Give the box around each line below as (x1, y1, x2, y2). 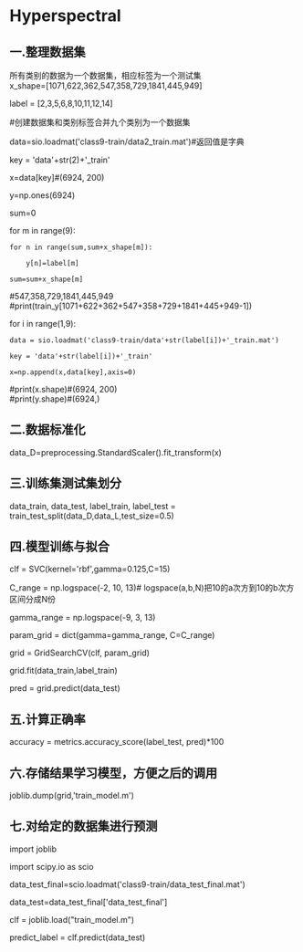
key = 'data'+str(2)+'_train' (9, 154, 111, 165)
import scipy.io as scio (9, 861, 94, 872)
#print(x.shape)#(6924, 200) (9, 384, 118, 394)
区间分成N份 (9, 594, 57, 605)
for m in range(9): (9, 225, 76, 235)
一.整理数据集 (9, 44, 87, 59)
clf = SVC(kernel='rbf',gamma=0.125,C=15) (9, 563, 171, 575)
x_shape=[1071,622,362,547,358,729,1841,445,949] (9, 80, 203, 91)
